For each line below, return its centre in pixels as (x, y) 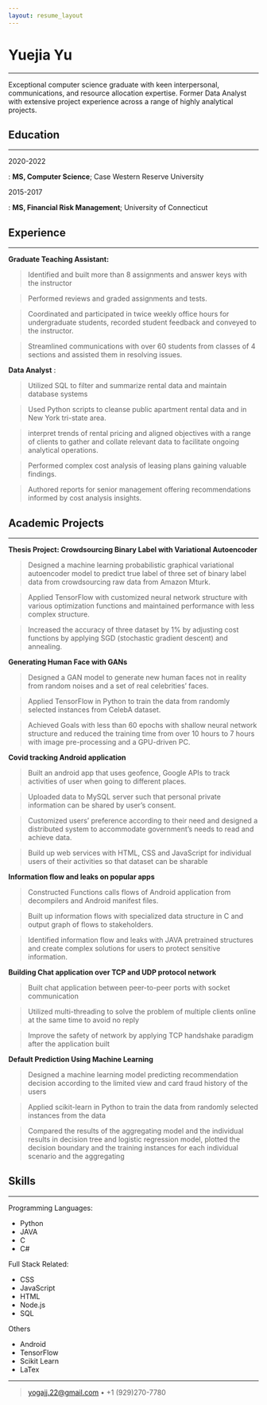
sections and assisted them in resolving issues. (105, 355)
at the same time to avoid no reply (83, 1020)
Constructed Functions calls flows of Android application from (129, 892)
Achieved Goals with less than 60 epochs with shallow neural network (142, 725)
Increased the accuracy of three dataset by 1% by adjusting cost (133, 630)
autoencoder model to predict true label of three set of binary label (137, 573)
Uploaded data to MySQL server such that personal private (124, 797)
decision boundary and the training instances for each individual (133, 1148)
